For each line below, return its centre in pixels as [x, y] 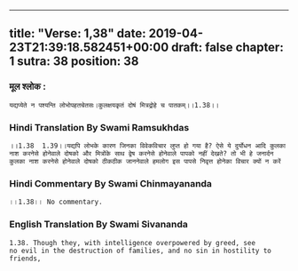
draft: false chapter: [227, 48]
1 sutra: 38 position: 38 [74, 62]
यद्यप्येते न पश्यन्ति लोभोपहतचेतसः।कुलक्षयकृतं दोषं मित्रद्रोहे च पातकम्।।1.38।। [114, 105]
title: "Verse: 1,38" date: [78, 33]
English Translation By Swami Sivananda [99, 225]
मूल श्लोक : [27, 87]
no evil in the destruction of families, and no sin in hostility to [141, 251]
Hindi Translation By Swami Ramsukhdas [99, 127]
